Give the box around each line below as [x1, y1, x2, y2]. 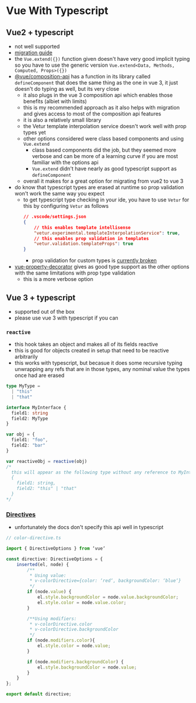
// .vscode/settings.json [23, 214, 86, 220]
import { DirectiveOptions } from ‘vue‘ [6, 546, 106, 551]
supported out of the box [14, 308, 75, 315]
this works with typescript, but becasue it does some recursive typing [14, 359, 183, 366]
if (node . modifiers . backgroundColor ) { [27, 659, 124, 665]
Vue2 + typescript [6, 28, 74, 37]
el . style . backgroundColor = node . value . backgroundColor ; [37, 594, 179, 601]
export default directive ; [6, 691, 72, 697]
